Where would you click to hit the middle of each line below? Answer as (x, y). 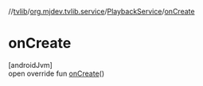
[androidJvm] (31, 65)
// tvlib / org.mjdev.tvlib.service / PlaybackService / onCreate (101, 11)
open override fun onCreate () (57, 73)
